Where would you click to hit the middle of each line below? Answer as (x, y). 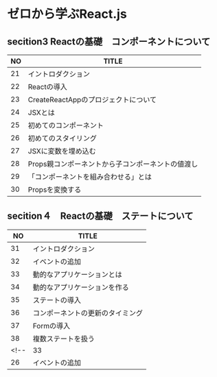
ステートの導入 (57, 300)
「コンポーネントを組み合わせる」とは (90, 177)
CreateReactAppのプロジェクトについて (92, 100)
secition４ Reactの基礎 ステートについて (100, 216)
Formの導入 (52, 326)
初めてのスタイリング (62, 138)
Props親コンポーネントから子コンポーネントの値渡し (113, 164)
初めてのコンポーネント (66, 125)
